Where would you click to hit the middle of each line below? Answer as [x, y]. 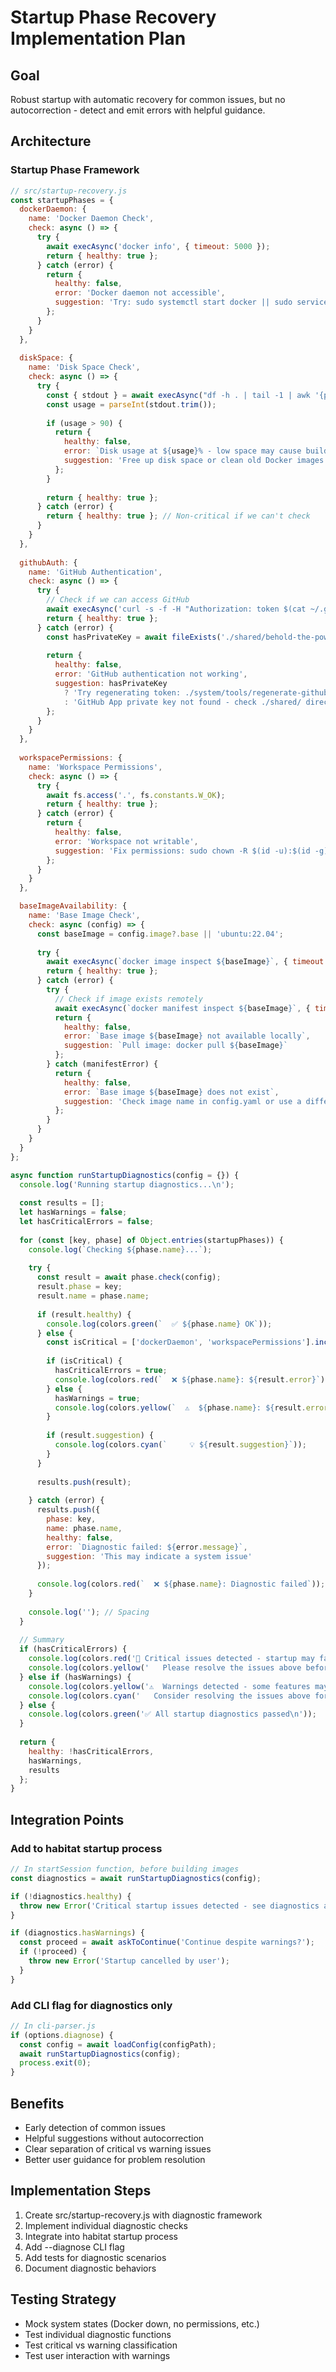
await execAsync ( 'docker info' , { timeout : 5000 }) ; [158, 246]
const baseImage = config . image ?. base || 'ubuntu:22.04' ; [160, 934]
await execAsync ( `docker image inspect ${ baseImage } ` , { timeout [185, 962]
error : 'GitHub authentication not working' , [151, 674]
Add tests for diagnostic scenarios [95, 2257]
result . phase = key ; [79, 1287]
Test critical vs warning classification [101, 2345]
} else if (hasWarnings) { [75, 1677]
